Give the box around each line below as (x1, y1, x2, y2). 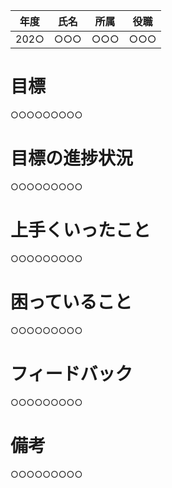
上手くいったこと (10, 219, 152, 242)
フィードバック (10, 362, 133, 385)
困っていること (10, 291, 133, 313)
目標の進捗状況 (10, 147, 134, 170)
